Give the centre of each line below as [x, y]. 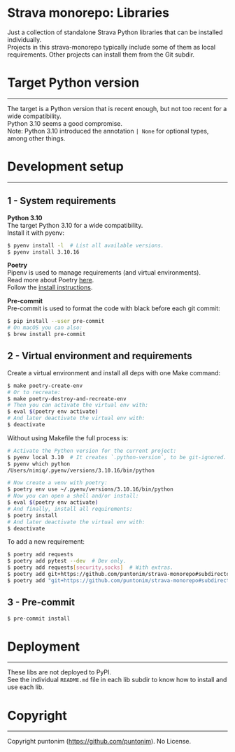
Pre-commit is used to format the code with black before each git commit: [114, 308]
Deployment [44, 646]
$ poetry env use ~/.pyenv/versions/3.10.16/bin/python [90, 490]
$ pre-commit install [39, 619]
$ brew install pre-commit [47, 334]
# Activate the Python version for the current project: [92, 451]
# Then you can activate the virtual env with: [78, 405]
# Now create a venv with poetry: [58, 483]
